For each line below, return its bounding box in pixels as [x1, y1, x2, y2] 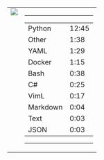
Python [28, 24, 52, 33]
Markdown [28, 103, 63, 112]
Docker [28, 57, 52, 66]
